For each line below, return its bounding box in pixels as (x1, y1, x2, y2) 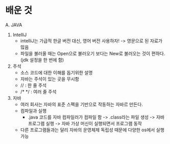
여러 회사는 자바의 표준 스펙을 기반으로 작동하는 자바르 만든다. (20, 101, 143, 107)
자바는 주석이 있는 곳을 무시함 (20, 76, 79, 82)
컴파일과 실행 (20, 107, 47, 113)
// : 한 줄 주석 (20, 82, 47, 88)
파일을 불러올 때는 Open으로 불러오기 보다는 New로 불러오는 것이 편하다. (20, 50, 165, 56)
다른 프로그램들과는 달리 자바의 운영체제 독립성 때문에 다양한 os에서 (20, 127, 155, 133)
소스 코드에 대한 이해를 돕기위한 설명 (20, 69, 93, 75)
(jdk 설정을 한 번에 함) (20, 56, 64, 63)
